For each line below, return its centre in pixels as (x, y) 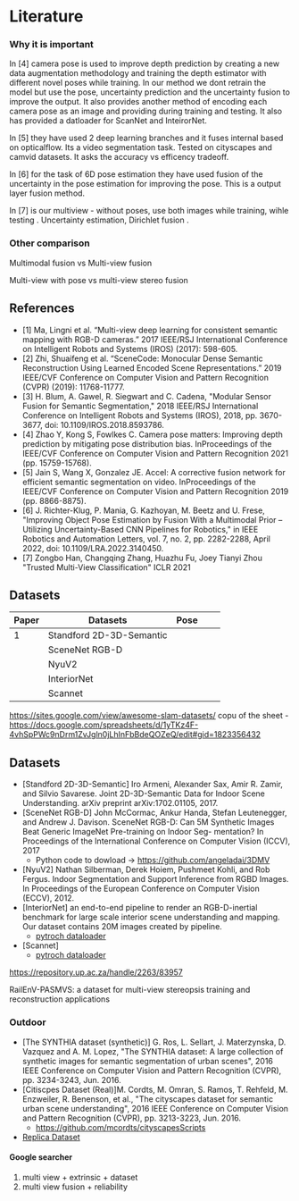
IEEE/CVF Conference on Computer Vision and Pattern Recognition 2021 (155, 453)
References (42, 309)
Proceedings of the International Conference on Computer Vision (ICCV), (156, 841)
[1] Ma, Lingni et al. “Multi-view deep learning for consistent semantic (150, 330)
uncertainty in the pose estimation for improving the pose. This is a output (145, 184)
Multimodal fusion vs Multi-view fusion (81, 263)
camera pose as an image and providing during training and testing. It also (146, 111)
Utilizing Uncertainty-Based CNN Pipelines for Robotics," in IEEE (140, 529)
